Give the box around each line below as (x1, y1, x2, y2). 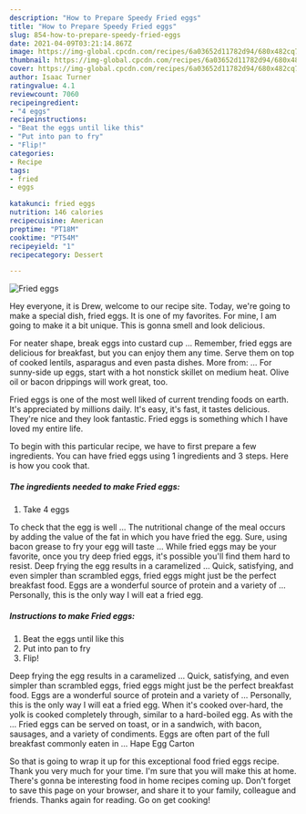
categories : (9, 149, 55, 158)
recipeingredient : (9, 98, 79, 108)
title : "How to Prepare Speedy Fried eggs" (9, 22, 178, 31)
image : (9, 47, 35, 57)
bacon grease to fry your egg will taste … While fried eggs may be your (9, 541, 277, 552)
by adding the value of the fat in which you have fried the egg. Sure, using (9, 531, 288, 542)
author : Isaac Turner (9, 73, 92, 82)
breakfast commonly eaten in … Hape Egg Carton (9, 738, 195, 749)
